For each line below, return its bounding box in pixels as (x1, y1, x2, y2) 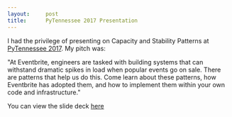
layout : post (7, 10, 59, 18)
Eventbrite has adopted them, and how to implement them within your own (7, 80, 226, 89)
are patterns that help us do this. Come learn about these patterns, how (7, 72, 216, 82)
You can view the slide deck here (7, 101, 104, 110)
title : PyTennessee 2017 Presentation (7, 17, 138, 24)
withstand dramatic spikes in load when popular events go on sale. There (7, 65, 221, 74)
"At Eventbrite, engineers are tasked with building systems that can (7, 57, 204, 66)
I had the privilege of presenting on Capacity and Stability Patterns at (7, 36, 209, 45)
